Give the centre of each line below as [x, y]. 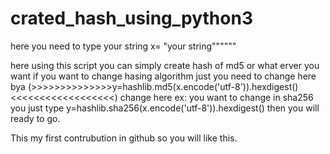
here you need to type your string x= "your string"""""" [123, 46]
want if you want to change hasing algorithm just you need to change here [163, 76]
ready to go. [35, 118]
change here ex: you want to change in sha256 [216, 97]
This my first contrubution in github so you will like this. [124, 138]
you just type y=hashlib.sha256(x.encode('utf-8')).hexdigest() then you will [165, 108]
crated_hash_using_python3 [131, 18]
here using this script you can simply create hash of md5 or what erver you [165, 65]
